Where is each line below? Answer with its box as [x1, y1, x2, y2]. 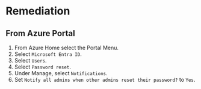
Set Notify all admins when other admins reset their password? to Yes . [14, 76, 196, 83]
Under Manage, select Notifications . [14, 70, 108, 76]
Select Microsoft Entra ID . [14, 51, 82, 58]
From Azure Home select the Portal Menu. [14, 44, 119, 51]
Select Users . [14, 57, 47, 64]
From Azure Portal [5, 28, 76, 38]
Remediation [5, 4, 70, 18]
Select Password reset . [14, 63, 72, 70]
